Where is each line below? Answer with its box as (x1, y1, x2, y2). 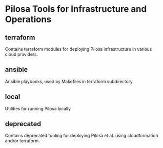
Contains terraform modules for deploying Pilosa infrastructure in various (5, 46, 152, 52)
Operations (5, 14, 52, 25)
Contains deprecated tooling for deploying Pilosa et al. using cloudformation (5, 133, 159, 139)
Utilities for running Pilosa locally (5, 106, 71, 111)
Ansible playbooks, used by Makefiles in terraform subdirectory (5, 78, 133, 84)
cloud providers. (5, 51, 38, 57)
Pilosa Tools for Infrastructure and (5, 3, 147, 15)
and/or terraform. (5, 138, 40, 144)
